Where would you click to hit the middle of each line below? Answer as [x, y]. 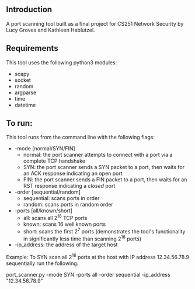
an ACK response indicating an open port [73, 173]
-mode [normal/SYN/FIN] [45, 149]
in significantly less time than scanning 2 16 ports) [82, 238]
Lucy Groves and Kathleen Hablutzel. [51, 30]
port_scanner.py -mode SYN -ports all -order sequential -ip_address [88, 275]
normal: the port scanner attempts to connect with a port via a [98, 155]
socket [22, 80]
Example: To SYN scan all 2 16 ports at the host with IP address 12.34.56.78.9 [98, 257]
